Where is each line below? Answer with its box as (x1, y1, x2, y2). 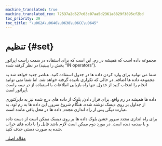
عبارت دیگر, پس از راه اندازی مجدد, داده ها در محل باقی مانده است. (5, 106, 128, 112)
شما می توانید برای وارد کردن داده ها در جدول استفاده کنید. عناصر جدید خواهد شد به (5, 72, 156, 78)
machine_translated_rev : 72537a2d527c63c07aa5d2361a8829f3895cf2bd (5, 12, 144, 16)
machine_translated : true (5, 7, 57, 12)
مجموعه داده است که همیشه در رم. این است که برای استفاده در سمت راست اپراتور (5, 57, 156, 63)
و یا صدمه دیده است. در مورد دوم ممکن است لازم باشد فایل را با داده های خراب (5, 121, 149, 127)
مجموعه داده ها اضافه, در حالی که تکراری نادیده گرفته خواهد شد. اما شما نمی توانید (5, 77, 155, 82)
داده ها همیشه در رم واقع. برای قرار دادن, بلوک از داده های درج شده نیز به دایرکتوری (5, 96, 156, 102)
